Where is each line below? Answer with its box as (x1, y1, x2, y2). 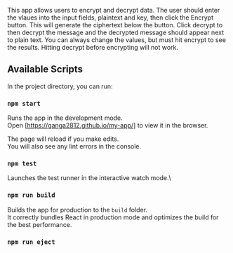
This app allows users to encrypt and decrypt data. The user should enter (7, 6, 220, 14)
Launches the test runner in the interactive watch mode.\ (7, 174, 172, 182)
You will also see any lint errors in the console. (7, 142, 142, 151)
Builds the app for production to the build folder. (7, 205, 148, 214)
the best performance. (7, 220, 72, 228)
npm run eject (7, 238, 55, 246)
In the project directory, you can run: (7, 82, 113, 90)
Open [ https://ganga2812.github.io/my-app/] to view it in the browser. (7, 121, 208, 130)
